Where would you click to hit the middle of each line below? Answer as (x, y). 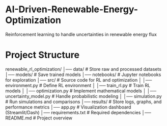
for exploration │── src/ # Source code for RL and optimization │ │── (79, 80)
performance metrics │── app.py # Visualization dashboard (68, 107)
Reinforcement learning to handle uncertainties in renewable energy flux (81, 34)
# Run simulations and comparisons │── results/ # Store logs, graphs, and (83, 102)
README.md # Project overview (39, 118)
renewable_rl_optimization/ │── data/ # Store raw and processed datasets (83, 69)
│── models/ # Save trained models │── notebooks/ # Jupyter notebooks (83, 74)
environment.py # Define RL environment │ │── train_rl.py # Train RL (78, 85)
